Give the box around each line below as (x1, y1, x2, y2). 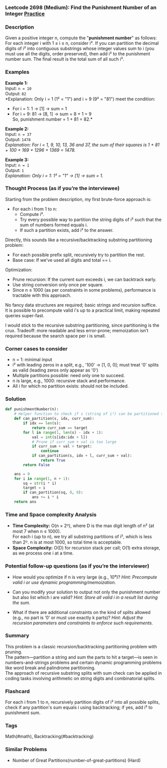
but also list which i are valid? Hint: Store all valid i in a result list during (12, 594, 158, 600)
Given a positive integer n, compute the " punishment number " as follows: (5, 35, 157, 41)
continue (40, 448, 59, 454)
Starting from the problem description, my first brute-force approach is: (5, 196, 152, 202)
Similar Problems (5, 746, 47, 753)
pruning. (5, 649, 22, 655)
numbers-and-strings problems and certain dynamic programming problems (5, 659, 162, 665)
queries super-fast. (5, 312, 45, 318)
